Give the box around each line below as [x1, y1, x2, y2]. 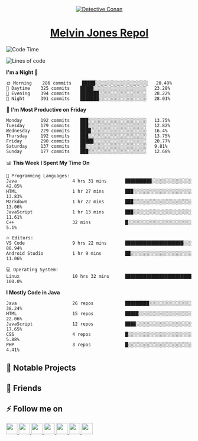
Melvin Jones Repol [50, 27, 149, 40]
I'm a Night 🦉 [6, 69, 38, 76]
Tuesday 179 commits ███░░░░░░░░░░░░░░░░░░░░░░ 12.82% [6, 122, 170, 128]
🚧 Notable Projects [6, 363, 76, 373]
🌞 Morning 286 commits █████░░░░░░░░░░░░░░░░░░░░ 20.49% [6, 80, 173, 86]
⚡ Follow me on [6, 404, 63, 414]
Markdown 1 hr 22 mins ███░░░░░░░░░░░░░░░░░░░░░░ [6, 199, 192, 205]
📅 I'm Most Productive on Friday [6, 106, 87, 113]
